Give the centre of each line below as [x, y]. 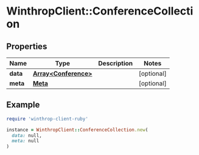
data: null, [27, 135]
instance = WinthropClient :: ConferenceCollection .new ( [77, 130]
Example [23, 105]
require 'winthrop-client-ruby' [47, 119]
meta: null [26, 141]
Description [115, 63]
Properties [27, 46]
